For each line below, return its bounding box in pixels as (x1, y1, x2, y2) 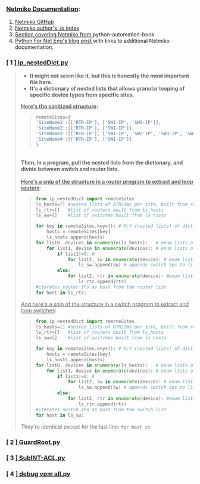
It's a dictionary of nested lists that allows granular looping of (29, 85, 185, 92)
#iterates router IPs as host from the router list (35, 284, 167, 290)
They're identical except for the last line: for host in (20, 423, 151, 430)
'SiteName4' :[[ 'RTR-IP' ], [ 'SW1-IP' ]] (35, 136, 132, 142)
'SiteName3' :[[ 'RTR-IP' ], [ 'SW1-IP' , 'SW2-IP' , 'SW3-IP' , (35, 131, 183, 137)
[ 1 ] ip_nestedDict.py (6, 58, 68, 67)
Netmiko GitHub (14, 18, 55, 26)
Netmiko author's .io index (14, 24, 80, 32)
